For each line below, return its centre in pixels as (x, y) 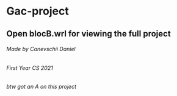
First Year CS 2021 (30, 67)
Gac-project (38, 11)
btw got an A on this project (41, 87)
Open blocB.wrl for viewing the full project (88, 34)
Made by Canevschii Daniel (41, 49)
